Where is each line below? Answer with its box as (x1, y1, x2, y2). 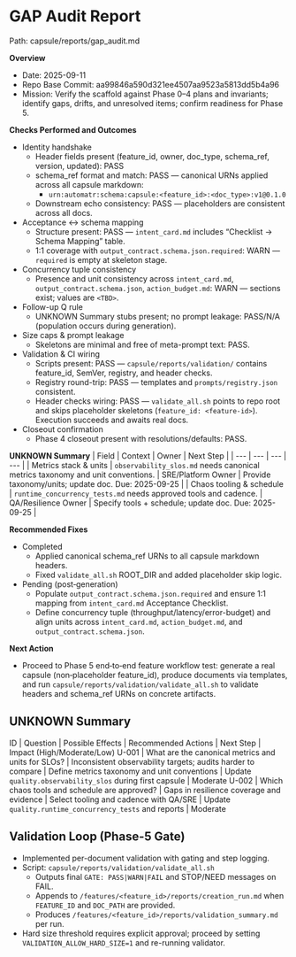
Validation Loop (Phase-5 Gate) (9, 830, 186, 845)
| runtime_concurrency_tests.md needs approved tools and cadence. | (9, 488, 263, 498)
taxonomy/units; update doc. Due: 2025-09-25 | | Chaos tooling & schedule (9, 478, 285, 489)
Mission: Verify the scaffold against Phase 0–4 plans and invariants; (21, 89, 269, 99)
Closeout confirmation (21, 423, 104, 435)
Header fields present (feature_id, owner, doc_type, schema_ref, (34, 150, 269, 161)
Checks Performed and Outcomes (9, 124, 137, 135)
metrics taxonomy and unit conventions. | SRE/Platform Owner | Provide (9, 469, 271, 480)
